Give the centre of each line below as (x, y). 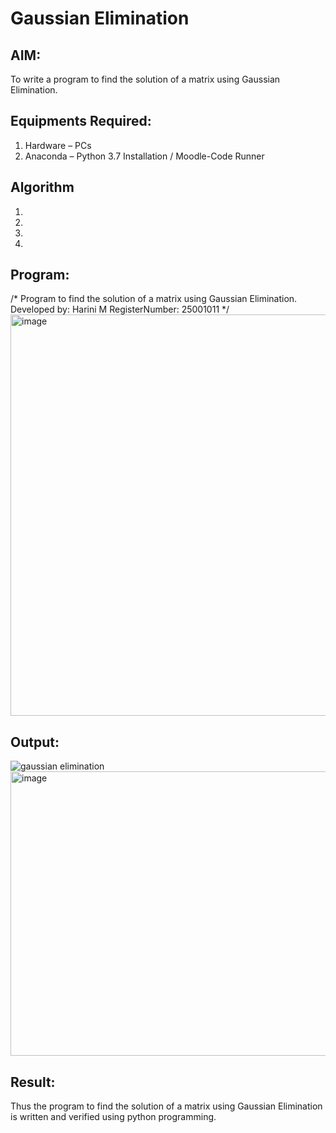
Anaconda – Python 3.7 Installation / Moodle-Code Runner (144, 156)
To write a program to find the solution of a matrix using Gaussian (145, 79)
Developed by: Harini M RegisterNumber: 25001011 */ (120, 309)
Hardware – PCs (58, 145)
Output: (35, 742)
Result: (33, 1082)
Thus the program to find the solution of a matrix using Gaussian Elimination (166, 1106)
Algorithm (42, 187)
